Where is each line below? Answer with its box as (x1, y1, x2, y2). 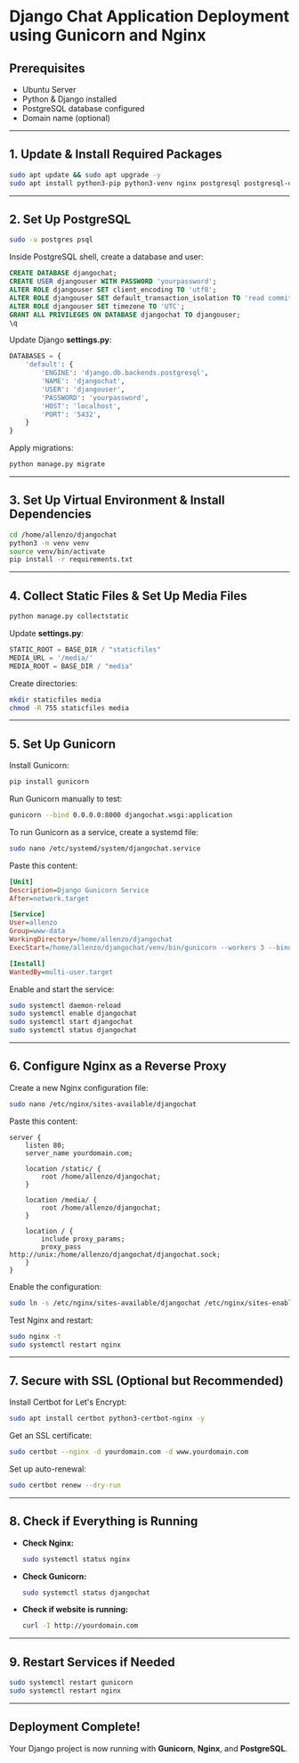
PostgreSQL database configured (21, 103, 145, 113)
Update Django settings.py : (9, 334, 112, 345)
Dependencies (9, 506, 92, 522)
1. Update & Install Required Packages (9, 147, 222, 162)
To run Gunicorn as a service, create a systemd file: (9, 826, 198, 837)
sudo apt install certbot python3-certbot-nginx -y (9, 1414, 205, 1423)
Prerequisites (9, 61, 85, 76)
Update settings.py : (9, 628, 85, 638)
